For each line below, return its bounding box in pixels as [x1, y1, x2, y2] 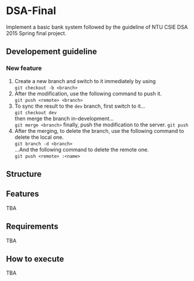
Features [6, 189, 39, 199]
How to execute [6, 254, 64, 264]
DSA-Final [6, 4, 57, 18]
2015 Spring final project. [6, 29, 67, 36]
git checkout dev [14, 109, 57, 115]
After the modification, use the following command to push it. [14, 90, 162, 97]
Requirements [6, 221, 58, 232]
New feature [6, 64, 42, 73]
